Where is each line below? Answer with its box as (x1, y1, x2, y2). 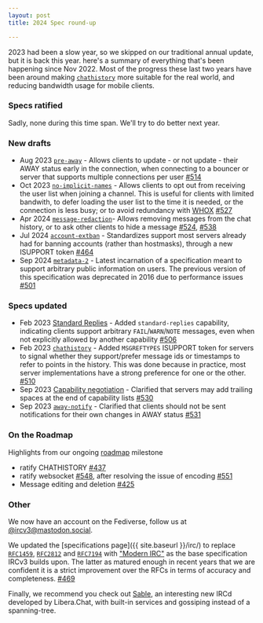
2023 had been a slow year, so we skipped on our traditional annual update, (8, 47, 254, 57)
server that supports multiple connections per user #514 (19, 172, 202, 181)
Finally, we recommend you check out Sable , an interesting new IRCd (8, 588, 232, 598)
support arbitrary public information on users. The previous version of (19, 264, 246, 273)
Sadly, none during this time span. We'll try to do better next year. (8, 118, 221, 127)
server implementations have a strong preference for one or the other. (19, 368, 247, 378)
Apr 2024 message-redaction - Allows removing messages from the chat (19, 214, 251, 224)
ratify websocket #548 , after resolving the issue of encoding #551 (19, 471, 233, 480)
